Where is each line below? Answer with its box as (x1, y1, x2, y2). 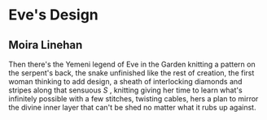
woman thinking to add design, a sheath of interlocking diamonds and (8, 77, 243, 86)
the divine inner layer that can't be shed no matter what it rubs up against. (8, 103, 256, 112)
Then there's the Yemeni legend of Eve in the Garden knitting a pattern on (8, 59, 256, 69)
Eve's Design (8, 6, 99, 24)
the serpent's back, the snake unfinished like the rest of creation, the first (8, 68, 255, 78)
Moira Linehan (8, 38, 83, 52)
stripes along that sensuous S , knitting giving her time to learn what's (8, 85, 243, 95)
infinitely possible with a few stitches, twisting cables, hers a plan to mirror (8, 94, 259, 103)
